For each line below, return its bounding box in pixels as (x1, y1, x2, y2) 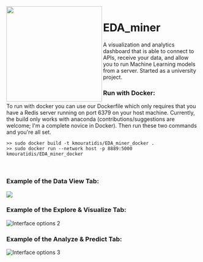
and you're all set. (6, 128, 51, 136)
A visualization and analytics (103, 41, 175, 48)
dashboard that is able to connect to (103, 47, 194, 54)
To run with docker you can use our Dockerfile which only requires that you (6, 103, 196, 110)
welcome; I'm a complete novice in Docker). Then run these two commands (6, 122, 197, 129)
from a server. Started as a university (103, 67, 197, 74)
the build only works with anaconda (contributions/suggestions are (6, 115, 175, 123)
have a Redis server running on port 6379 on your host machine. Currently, (6, 109, 195, 117)
